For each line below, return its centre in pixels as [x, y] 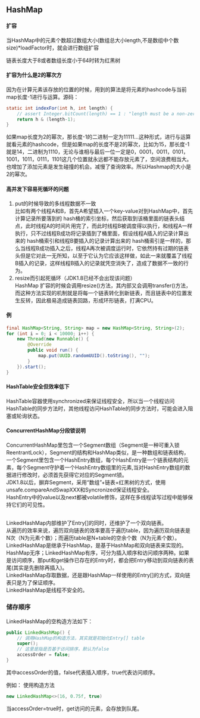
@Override [40, 345]
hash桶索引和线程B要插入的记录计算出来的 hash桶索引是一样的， [106, 240]
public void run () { [53, 350]
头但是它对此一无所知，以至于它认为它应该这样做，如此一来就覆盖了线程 [103, 255]
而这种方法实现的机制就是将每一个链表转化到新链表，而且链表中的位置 [101, 293]
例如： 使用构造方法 [30, 685]
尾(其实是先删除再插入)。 [37, 568]
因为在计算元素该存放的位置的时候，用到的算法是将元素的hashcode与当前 [96, 89]
